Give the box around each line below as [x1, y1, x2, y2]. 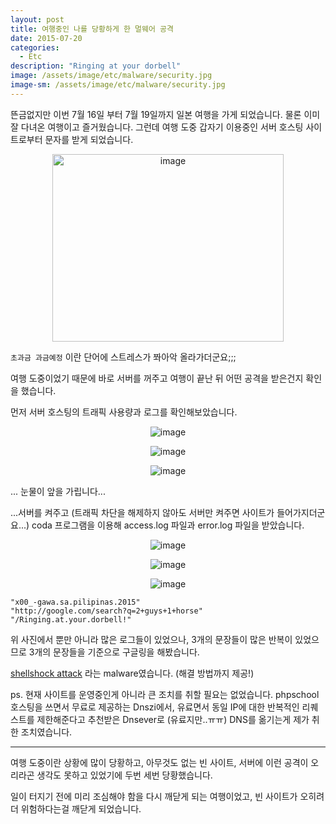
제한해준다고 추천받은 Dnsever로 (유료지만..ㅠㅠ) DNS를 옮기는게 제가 [36, 713, 310, 725]
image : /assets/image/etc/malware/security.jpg [10, 71, 213, 81]
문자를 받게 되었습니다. [44, 133, 134, 145]
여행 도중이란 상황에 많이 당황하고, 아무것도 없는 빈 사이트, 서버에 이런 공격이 [10, 756, 309, 768]
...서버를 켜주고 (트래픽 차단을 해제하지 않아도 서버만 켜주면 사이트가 [10, 506, 275, 518]
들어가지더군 [276, 506, 326, 518]
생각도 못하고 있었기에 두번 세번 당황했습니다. [36, 769, 213, 781]
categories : [10, 42, 60, 53]
